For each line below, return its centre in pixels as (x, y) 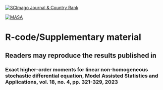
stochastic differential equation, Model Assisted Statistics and (82, 76)
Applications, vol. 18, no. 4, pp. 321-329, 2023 (62, 82)
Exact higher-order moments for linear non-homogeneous (77, 69)
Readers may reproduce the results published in (81, 55)
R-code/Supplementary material (73, 37)
